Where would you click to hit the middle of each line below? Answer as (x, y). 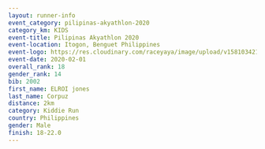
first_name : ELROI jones (49, 89)
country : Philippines (44, 118)
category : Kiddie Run (44, 111)
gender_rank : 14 (35, 74)
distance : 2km (32, 103)
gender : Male (30, 125)
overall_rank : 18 (37, 67)
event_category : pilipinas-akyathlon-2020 (79, 23)
